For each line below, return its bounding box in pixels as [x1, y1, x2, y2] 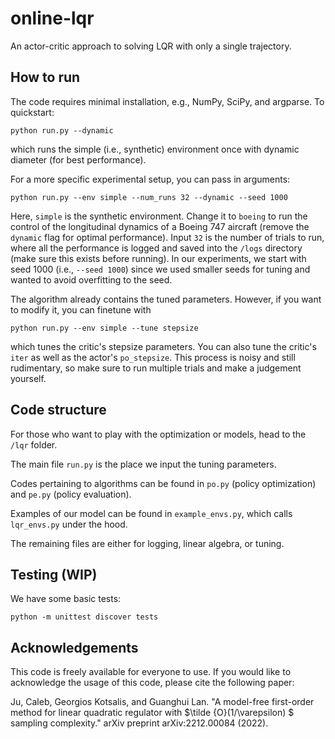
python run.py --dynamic [10, 125, 114, 136]
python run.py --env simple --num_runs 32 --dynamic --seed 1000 [10, 192, 288, 202]
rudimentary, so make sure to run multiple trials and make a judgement [10, 362, 302, 374]
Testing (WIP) [10, 566, 98, 583]
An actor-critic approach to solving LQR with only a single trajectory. [10, 40, 292, 52]
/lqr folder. [10, 438, 58, 451]
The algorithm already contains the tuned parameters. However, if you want [10, 293, 322, 305]
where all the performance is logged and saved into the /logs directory [10, 242, 303, 254]
